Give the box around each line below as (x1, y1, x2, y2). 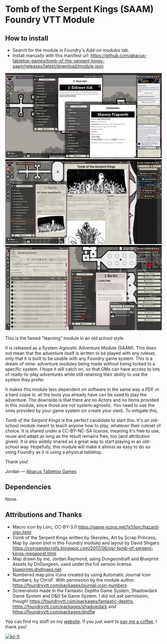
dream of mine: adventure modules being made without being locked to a (5, 361, 156, 367)
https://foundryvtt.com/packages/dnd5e (12, 609, 95, 615)
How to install (5, 34, 49, 42)
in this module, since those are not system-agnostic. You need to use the (5, 402, 155, 408)
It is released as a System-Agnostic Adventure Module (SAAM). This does (5, 345, 157, 351)
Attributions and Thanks (5, 511, 82, 519)
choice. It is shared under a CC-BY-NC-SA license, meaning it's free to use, (5, 428, 160, 434)
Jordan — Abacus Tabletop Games (5, 468, 77, 475)
